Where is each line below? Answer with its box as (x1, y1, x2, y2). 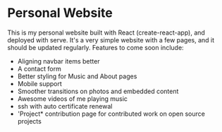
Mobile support (17, 79, 62, 88)
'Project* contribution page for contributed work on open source (17, 109, 206, 118)
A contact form (17, 64, 62, 73)
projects (17, 116, 42, 125)
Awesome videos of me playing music (17, 94, 128, 103)
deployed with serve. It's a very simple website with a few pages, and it (7, 35, 215, 44)
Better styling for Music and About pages (17, 72, 137, 80)
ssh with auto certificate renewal (17, 102, 113, 110)
